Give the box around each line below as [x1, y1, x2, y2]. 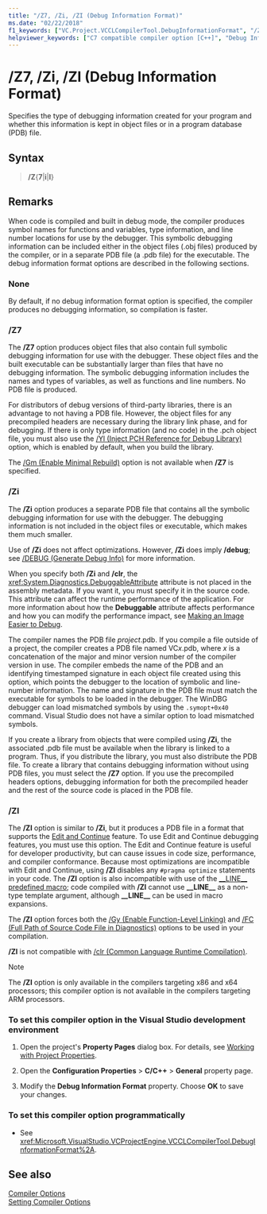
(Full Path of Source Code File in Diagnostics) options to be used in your [8, 923, 245, 932]
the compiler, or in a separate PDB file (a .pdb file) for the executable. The [8, 249, 250, 259]
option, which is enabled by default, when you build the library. [8, 443, 215, 452]
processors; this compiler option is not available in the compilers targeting [8, 986, 251, 996]
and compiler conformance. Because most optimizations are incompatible [8, 857, 250, 866]
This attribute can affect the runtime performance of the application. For [8, 593, 245, 604]
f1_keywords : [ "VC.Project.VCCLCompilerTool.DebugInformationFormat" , [8, 26, 247, 34]
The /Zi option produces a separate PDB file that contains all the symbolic [8, 504, 250, 513]
